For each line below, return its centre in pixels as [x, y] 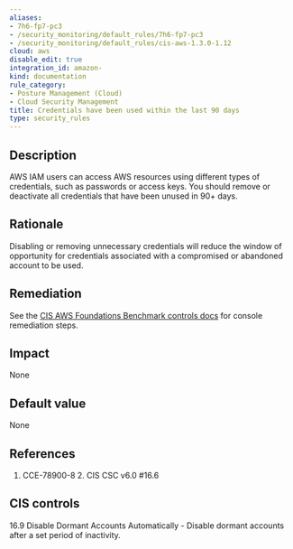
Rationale [37, 224]
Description [43, 155]
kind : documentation [48, 77]
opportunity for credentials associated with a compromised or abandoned [146, 256]
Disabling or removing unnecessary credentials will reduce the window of [146, 246]
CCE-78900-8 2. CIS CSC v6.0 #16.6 [91, 475]
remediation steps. [44, 325]
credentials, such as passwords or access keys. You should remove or [140, 186]
